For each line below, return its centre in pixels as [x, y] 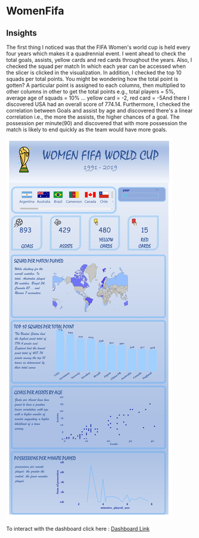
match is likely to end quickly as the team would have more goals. [87, 130]
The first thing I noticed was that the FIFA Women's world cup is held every [98, 47]
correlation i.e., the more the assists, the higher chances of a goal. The [93, 117]
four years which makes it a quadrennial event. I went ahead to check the [96, 54]
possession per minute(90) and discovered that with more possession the [97, 123]
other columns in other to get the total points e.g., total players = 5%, [91, 91]
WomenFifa [35, 11]
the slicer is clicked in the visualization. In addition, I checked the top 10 [94, 72]
